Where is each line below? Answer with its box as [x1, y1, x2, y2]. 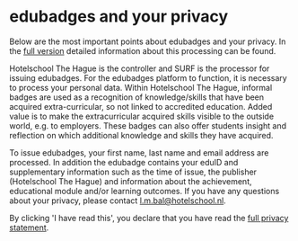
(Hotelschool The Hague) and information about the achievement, [9, 175, 253, 186]
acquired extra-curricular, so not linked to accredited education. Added [9, 101, 273, 112]
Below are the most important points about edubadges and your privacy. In [9, 36, 286, 47]
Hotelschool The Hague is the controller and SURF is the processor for [9, 63, 270, 74]
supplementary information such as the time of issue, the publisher [9, 166, 258, 177]
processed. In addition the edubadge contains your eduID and [9, 156, 239, 167]
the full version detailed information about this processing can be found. [9, 45, 276, 56]
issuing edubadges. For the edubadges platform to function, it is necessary [9, 72, 287, 83]
